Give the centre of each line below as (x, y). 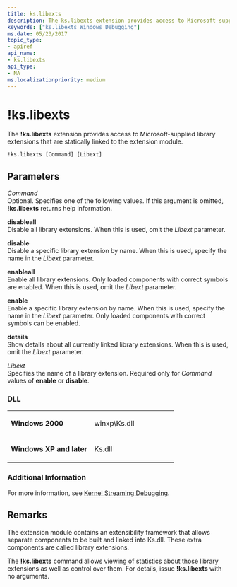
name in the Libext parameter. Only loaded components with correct (107, 316)
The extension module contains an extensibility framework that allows (109, 532)
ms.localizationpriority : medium (56, 80)
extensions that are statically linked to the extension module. (95, 141)
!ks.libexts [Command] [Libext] (55, 155)
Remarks (28, 515)
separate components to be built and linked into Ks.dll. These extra (105, 540)
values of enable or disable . (48, 381)
